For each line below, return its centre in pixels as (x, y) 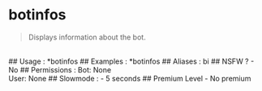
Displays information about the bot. (87, 37)
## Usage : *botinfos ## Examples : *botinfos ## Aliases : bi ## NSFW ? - (131, 61)
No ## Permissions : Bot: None (60, 69)
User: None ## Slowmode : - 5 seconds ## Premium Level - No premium (130, 78)
